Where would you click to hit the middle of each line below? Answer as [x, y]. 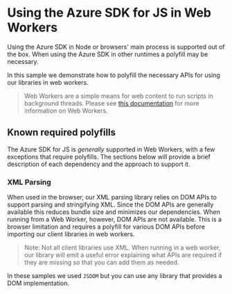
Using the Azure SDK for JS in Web [109, 13]
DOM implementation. [38, 284]
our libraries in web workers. [48, 82]
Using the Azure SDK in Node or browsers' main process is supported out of [116, 47]
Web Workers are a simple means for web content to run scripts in [118, 96]
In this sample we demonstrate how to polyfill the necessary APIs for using [114, 75]
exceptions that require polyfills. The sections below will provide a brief [109, 156]
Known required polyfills [62, 132]
